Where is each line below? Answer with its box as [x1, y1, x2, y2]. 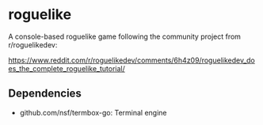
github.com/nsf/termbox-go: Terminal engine [19, 108, 167, 117]
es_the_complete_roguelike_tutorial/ [8, 63, 125, 73]
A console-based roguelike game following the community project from [8, 32, 242, 41]
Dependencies [8, 87, 82, 100]
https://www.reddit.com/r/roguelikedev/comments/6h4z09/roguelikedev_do [8, 55, 256, 65]
